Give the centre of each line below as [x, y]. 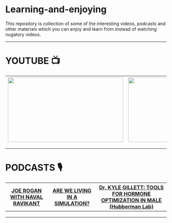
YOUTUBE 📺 [33, 61]
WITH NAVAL [27, 197]
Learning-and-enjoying [56, 9]
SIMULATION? [72, 203]
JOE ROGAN [27, 190]
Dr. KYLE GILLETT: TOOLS [131, 187]
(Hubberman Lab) [131, 207]
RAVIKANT [27, 203]
